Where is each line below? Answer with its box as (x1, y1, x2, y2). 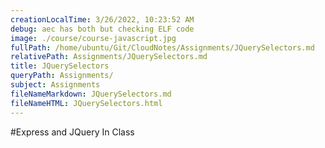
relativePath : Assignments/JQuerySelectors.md (10, 52, 208, 62)
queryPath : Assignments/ (10, 71, 114, 81)
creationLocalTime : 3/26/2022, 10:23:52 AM (10, 14, 195, 25)
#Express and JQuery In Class (10, 126, 135, 138)
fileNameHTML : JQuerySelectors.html (10, 98, 163, 108)
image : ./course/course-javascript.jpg (10, 33, 177, 43)
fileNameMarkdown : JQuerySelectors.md (10, 89, 172, 99)
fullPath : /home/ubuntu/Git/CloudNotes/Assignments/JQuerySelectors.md (10, 42, 315, 53)
